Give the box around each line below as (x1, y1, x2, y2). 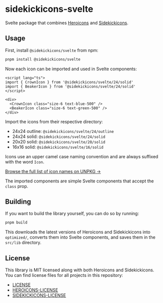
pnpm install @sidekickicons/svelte (5, 57, 81, 62)
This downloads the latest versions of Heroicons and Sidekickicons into (5, 229, 151, 235)
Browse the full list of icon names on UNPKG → (5, 168, 101, 174)
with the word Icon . (5, 159, 44, 165)
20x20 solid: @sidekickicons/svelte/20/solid (12, 138, 105, 144)
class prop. (5, 183, 29, 189)
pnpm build (5, 220, 28, 225)
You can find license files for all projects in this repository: (5, 272, 123, 278)
